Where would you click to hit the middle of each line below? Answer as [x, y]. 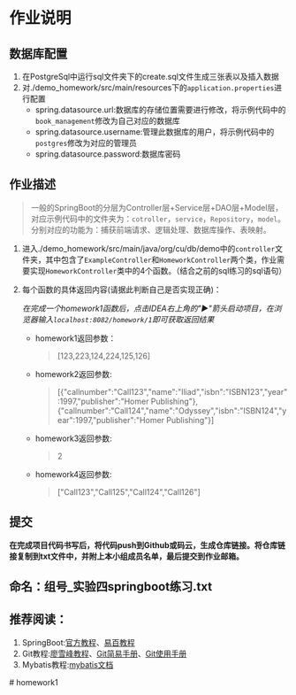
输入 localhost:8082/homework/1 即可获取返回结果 [126, 319]
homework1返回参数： [76, 338]
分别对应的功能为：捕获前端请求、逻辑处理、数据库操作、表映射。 [151, 229]
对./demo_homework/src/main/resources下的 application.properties [148, 88]
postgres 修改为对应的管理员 [86, 143]
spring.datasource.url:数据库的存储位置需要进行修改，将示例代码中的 [160, 110]
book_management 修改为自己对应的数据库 [107, 121]
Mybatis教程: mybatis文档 [68, 664]
